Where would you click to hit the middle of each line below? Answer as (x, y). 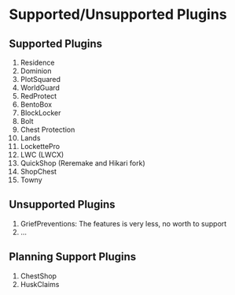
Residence (37, 62)
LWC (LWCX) (42, 155)
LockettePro (40, 146)
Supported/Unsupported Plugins (118, 15)
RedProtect (39, 96)
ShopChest (39, 172)
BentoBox (36, 105)
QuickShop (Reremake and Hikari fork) (83, 163)
